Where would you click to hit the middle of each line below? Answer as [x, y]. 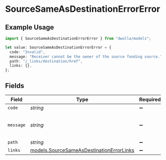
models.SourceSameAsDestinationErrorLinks [82, 150]
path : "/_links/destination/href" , [46, 61]
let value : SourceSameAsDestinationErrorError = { [58, 47]
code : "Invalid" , [27, 52]
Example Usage [30, 27]
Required [150, 99]
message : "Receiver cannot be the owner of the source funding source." [86, 57]
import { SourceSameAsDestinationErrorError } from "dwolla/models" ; [78, 38]
